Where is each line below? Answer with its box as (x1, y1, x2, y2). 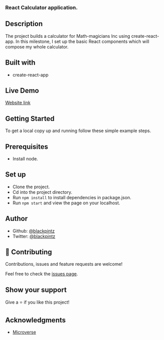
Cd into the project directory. (12, 189, 72, 195)
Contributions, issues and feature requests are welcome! (5, 261, 123, 267)
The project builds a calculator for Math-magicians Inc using (5, 33, 130, 39)
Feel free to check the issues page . (5, 271, 78, 277)
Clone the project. (12, 184, 50, 190)
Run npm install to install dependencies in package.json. (12, 194, 132, 200)
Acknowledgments (5, 316, 66, 324)
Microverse (12, 329, 36, 335)
